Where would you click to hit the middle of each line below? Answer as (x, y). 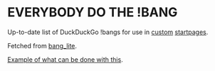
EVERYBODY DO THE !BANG (93, 12)
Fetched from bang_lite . (42, 45)
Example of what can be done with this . (65, 59)
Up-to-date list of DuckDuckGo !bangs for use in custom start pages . (108, 32)
